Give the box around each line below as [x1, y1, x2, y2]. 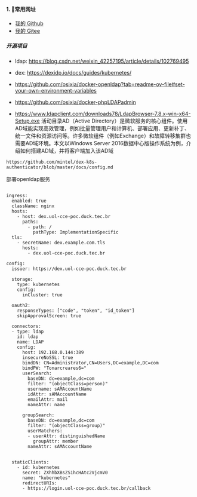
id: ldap [17, 334, 39, 340]
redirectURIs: [21, 480, 58, 486]
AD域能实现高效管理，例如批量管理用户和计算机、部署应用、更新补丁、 [14, 125, 190, 132]
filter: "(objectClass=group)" [27, 423, 106, 429]
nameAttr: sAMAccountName [27, 444, 93, 450]
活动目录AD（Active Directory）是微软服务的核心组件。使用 [41, 117, 188, 125]
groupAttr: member [32, 438, 79, 444]
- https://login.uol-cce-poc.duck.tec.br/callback [21, 486, 151, 492]
